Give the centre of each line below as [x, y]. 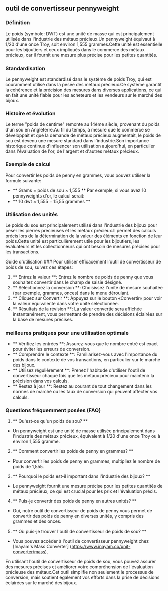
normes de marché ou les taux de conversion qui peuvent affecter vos [85, 392]
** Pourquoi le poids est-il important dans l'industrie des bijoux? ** [81, 476]
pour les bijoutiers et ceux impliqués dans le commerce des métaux [75, 49]
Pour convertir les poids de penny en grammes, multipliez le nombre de [86, 461]
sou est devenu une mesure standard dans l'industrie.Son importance [77, 141]
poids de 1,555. [28, 467]
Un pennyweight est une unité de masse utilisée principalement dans [84, 431]
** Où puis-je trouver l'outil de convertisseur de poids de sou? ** [79, 532]
